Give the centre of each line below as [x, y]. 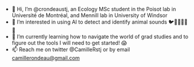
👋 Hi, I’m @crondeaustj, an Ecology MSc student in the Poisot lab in [94, 9]
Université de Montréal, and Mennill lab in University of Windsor [89, 15]
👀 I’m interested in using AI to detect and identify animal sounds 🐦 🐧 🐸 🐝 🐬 [100, 22]
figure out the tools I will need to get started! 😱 [69, 43]
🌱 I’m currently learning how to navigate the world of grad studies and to [100, 36]
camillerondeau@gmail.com [46, 58]
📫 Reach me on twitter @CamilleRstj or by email [71, 49]
